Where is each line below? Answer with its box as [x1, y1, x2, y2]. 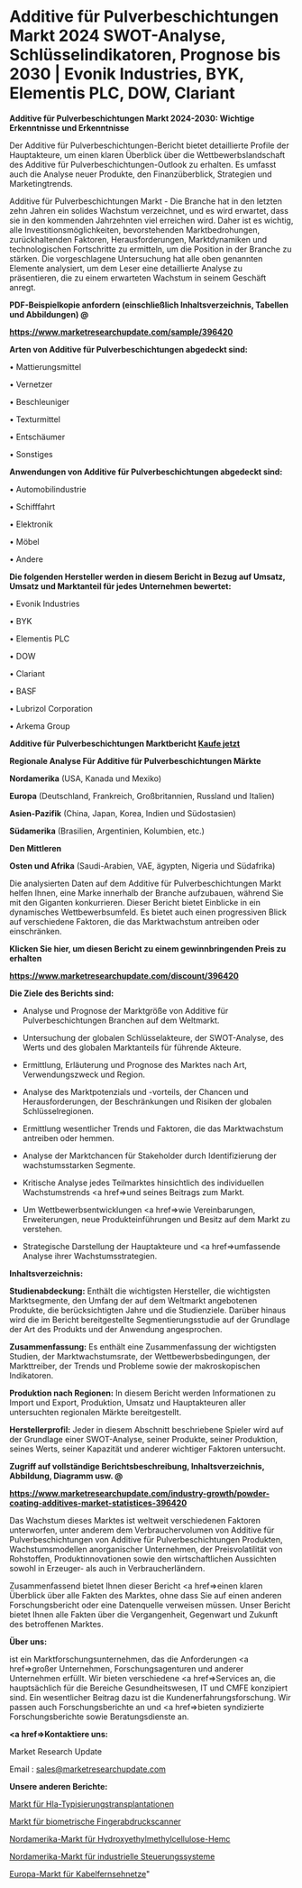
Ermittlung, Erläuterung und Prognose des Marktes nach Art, [22, 1059, 248, 1070]
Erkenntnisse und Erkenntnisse [9, 122, 130, 133]
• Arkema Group [9, 720, 70, 732]
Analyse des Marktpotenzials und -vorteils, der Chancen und [22, 1086, 250, 1097]
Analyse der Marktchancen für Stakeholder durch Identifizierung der [22, 1150, 277, 1161]
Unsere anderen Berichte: [9, 1781, 108, 1791]
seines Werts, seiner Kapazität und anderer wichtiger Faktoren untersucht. [9, 1443, 286, 1454]
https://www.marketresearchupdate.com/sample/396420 [9, 327, 233, 337]
